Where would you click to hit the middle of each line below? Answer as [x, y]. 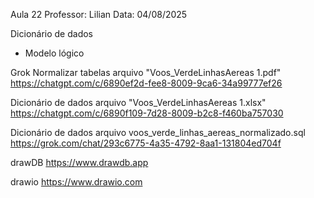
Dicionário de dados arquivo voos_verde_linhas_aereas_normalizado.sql [158, 132]
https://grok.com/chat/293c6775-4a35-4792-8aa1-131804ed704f [146, 143]
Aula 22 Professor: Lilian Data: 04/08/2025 [99, 14]
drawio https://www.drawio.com [76, 182]
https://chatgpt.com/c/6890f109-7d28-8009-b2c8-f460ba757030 [147, 113]
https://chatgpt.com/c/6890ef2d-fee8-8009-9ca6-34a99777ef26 [146, 83]
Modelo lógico [54, 53]
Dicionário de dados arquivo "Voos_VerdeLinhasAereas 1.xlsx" [138, 102]
